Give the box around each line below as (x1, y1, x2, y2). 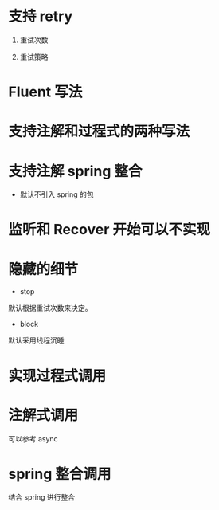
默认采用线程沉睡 (8, 335, 65, 345)
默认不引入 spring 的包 (19, 190, 94, 199)
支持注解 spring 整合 (8, 162, 143, 180)
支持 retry (8, 7, 73, 25)
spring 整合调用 (8, 465, 111, 483)
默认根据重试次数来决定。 (8, 304, 92, 313)
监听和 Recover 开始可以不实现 (8, 221, 211, 239)
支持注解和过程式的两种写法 (8, 123, 190, 140)
